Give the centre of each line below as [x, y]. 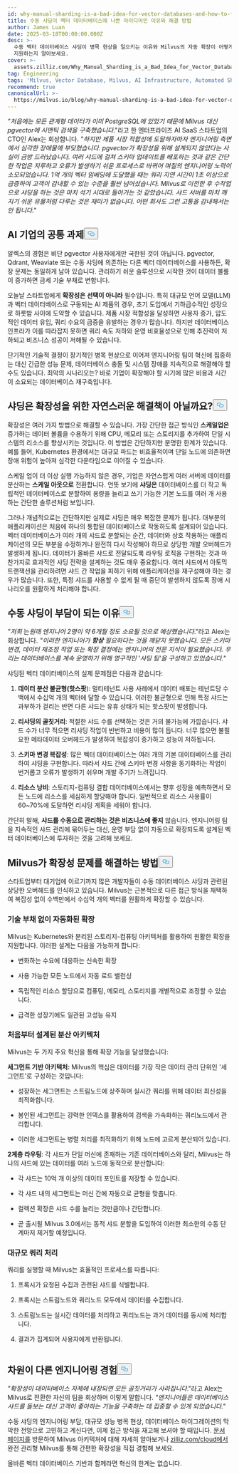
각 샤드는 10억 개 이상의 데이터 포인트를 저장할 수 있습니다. [99, 1178]
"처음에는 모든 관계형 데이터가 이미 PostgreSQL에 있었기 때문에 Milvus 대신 [113, 121]
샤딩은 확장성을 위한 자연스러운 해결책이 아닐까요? [110, 406]
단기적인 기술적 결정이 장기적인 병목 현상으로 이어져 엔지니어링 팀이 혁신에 [110, 355]
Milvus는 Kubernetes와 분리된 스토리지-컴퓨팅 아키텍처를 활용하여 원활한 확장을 [119, 936]
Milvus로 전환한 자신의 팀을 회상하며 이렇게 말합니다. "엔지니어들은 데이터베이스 [118, 1397]
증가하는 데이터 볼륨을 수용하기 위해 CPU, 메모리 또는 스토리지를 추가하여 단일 [115, 434]
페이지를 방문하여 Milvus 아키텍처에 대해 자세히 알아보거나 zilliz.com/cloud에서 [118, 1439]
